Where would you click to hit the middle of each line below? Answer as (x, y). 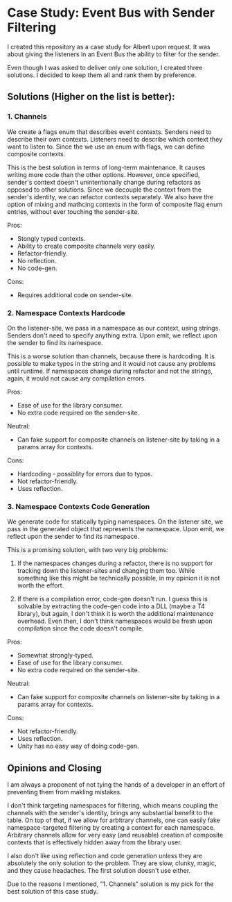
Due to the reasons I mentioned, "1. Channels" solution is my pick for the (110, 884)
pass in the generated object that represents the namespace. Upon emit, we (116, 529)
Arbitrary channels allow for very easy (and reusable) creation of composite (115, 835)
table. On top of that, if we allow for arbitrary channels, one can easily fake (114, 820)
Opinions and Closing (54, 768)
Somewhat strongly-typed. (55, 655)
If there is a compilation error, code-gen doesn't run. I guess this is (112, 599)
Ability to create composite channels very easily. (86, 246)
